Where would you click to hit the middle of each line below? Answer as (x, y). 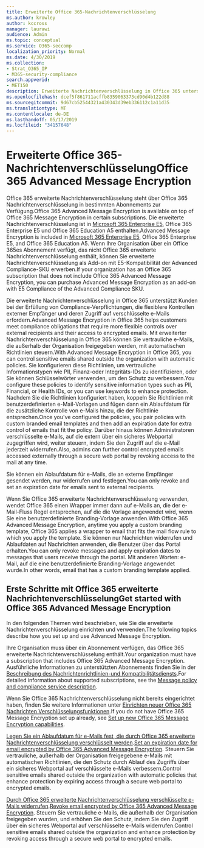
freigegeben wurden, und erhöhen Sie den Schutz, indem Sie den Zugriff (97, 819)
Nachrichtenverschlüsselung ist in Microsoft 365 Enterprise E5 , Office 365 (99, 224)
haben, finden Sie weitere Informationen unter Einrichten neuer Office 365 (99, 705)
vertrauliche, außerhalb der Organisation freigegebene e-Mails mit (89, 755)
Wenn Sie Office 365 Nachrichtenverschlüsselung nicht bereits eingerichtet (101, 698)
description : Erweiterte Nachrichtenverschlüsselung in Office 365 (93, 91)
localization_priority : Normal (46, 52)
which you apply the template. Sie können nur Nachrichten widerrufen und (100, 538)
